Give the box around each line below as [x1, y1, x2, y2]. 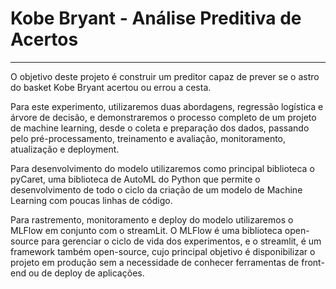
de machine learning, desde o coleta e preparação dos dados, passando [10, 122, 310, 134]
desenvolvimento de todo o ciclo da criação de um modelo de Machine [10, 183, 303, 196]
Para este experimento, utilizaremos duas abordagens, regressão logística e [10, 100, 324, 112]
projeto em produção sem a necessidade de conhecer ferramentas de [10, 256, 300, 268]
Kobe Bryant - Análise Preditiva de [10, 7, 302, 30]
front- [301, 256, 325, 268]
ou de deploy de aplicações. [28, 267, 145, 279]
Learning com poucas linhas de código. [10, 194, 173, 206]
